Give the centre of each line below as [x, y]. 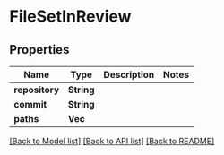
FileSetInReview [70, 17]
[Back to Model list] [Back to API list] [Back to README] [112, 141]
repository [37, 90]
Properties [39, 50]
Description [129, 75]
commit [30, 104]
